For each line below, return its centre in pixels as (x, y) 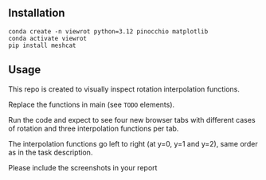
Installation (37, 13)
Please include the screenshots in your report (83, 167)
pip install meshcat (43, 45)
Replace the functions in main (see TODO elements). (92, 104)
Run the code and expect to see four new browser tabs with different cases (132, 119)
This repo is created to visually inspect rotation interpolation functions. (124, 89)
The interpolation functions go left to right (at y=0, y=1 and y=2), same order (133, 143)
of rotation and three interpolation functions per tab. (94, 128)
